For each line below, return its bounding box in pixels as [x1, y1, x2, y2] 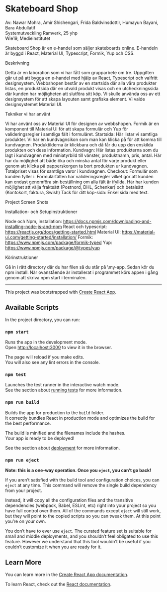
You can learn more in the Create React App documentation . [5, 571, 129, 578]
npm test [5, 371, 26, 377]
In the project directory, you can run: [5, 317, 80, 323]
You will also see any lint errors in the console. [5, 359, 100, 365]
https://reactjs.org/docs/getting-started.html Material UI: [5, 229, 121, 235]
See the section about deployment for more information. [5, 445, 120, 451]
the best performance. [5, 420, 51, 426]
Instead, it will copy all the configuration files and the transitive [5, 497, 133, 503]
